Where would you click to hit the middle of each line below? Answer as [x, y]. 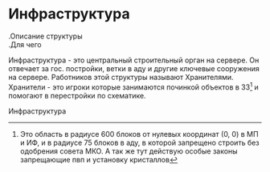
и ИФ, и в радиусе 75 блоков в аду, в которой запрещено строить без [139, 142]
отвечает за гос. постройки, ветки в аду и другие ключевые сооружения [134, 68]
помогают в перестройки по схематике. [77, 95]
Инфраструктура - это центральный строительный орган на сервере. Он [134, 60]
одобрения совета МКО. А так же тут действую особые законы [129, 151]
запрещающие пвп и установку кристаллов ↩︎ [99, 159]
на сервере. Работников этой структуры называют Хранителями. [121, 77]
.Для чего [25, 44]
